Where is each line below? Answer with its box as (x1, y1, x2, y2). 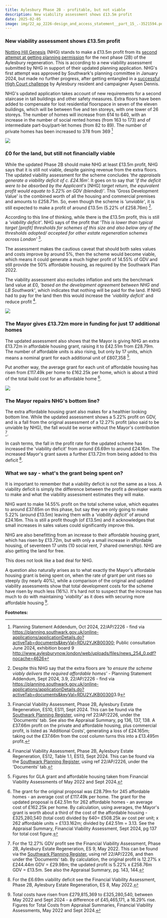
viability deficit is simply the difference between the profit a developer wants (5, 486, 162, 492)
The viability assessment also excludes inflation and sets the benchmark (5, 276, 154, 282)
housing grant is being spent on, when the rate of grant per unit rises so (5, 572, 153, 578)
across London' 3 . (5, 235, 42, 242)
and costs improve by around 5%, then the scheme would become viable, (5, 251, 156, 257)
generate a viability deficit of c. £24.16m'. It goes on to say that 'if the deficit (5, 177, 161, 183)
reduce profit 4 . (5, 297, 37, 304)
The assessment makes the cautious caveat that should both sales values (5, 246, 156, 252)
